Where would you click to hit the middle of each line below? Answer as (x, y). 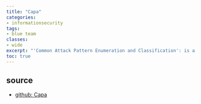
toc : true (19, 56)
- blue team (21, 34)
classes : (17, 39)
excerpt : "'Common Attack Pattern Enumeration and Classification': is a (101, 51)
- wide (14, 45)
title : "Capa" (24, 12)
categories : (21, 17)
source (20, 80)
